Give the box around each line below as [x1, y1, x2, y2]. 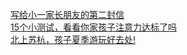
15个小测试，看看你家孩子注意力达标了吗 [10, 21, 177, 33]
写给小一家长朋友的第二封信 [10, 9, 125, 20]
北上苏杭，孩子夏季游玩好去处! [10, 34, 137, 45]
